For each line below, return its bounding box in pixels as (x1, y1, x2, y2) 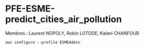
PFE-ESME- (5, 3, 55, 14)
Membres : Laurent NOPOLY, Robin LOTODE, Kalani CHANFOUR (5, 30, 139, 36)
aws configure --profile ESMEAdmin (5, 39, 81, 45)
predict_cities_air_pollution (5, 13, 122, 25)
